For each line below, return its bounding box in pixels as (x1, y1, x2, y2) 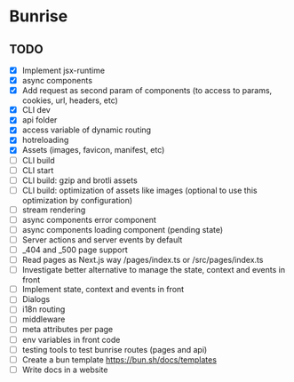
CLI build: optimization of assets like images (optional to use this (21, 185, 258, 195)
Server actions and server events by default (21, 234, 183, 245)
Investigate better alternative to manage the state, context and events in (21, 265, 286, 275)
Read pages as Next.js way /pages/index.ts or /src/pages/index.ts (21, 255, 264, 266)
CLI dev (21, 105, 51, 115)
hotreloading (21, 135, 69, 146)
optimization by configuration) (21, 195, 133, 205)
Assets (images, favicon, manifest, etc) (21, 145, 165, 155)
